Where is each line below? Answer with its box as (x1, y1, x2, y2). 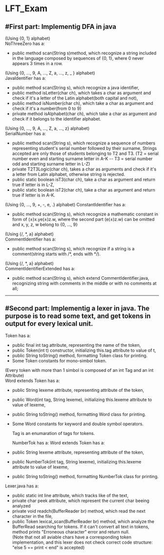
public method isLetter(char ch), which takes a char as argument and (12, 90, 151, 96)
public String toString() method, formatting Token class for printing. (12, 352, 148, 358)
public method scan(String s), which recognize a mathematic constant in (12, 211, 159, 217)
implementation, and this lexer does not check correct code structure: (12, 539, 153, 545)
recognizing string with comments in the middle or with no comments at (12, 280, 157, 286)
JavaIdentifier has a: (5, 75, 46, 81)
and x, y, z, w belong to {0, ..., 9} (12, 221, 78, 227)
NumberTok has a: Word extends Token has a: (12, 439, 105, 446)
